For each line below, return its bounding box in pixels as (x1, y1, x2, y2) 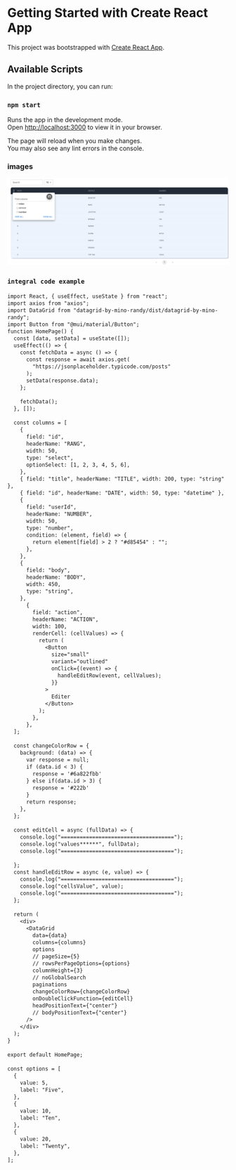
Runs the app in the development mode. (7, 116, 123, 124)
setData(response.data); (25, 377, 99, 384)
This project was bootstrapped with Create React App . (7, 43, 165, 51)
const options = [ (7, 1065, 61, 1072)
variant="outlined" (51, 658, 109, 665)
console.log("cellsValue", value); (20, 883, 124, 890)
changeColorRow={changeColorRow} (32, 988, 131, 995)
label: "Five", (20, 1086, 65, 1093)
